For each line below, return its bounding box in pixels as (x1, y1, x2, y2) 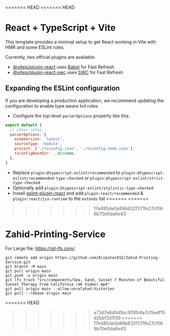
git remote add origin (5, 255, 53, 260)
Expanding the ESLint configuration (5, 84, 120, 93)
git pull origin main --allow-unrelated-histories (5, 286, 115, 291)
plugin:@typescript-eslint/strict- (90, 176, 165, 181)
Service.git (5, 259, 30, 264)
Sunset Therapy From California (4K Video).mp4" (5, 282, 110, 287)
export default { (5, 122, 42, 127)
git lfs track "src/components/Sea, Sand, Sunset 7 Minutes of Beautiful (5, 277, 165, 282)
